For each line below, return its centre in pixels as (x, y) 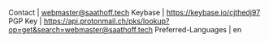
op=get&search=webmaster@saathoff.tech (80, 29)
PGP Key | (25, 21)
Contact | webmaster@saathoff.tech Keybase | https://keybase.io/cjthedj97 (134, 13)
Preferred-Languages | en (198, 29)
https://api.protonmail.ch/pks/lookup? (106, 21)
